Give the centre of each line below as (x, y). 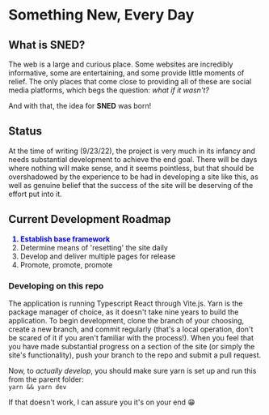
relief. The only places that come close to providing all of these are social (130, 81)
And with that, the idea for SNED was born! (80, 106)
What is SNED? (47, 45)
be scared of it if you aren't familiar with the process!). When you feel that (131, 337)
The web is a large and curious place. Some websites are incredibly (121, 64)
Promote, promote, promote (66, 264)
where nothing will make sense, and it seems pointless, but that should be (131, 168)
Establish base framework (65, 239)
